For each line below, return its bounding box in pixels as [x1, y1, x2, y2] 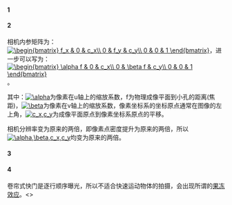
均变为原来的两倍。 [70, 133, 126, 141]
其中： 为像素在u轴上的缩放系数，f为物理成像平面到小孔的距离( [7, 92, 209, 101]
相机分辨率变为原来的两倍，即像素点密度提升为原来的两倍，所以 [7, 124, 188, 133]
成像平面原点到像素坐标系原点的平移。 [58, 110, 168, 118]
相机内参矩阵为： [7, 37, 56, 46]
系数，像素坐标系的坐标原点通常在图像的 [101, 101, 216, 110]
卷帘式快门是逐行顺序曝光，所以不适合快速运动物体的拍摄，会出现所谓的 [7, 182, 213, 190]
